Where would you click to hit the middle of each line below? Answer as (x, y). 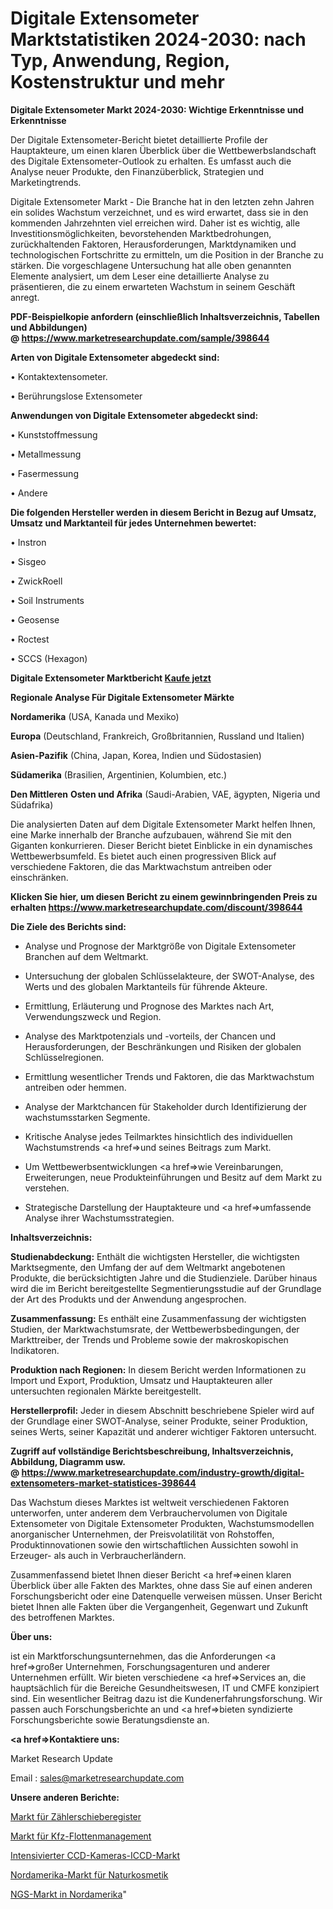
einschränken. (39, 877)
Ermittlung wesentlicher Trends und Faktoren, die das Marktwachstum (169, 1076)
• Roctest (30, 639)
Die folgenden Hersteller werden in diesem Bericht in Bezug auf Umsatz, (163, 512)
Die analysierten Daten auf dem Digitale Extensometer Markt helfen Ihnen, (163, 824)
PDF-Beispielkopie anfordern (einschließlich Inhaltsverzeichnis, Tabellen (165, 316)
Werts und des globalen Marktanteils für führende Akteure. (146, 986)
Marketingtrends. (46, 182)
